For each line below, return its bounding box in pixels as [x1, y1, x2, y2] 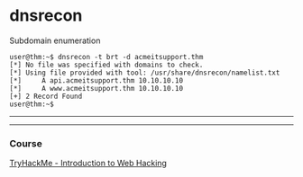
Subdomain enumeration [9, 35, 101, 46]
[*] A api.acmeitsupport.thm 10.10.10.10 [9, 75, 183, 85]
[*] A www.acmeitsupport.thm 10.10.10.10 [9, 84, 183, 93]
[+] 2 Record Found [9, 92, 83, 101]
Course [9, 137, 42, 149]
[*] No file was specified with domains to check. [9, 60, 204, 69]
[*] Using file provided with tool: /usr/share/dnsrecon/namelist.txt [9, 68, 280, 77]
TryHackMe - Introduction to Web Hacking [9, 158, 167, 169]
